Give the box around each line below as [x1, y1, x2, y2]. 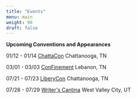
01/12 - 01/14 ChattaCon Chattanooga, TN [6, 52, 107, 59]
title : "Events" [6, 8, 46, 15]
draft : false [6, 25, 38, 31]
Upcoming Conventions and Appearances [6, 41, 111, 48]
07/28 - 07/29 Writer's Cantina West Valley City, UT [6, 86, 131, 94]
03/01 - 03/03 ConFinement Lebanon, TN [6, 64, 107, 71]
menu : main [6, 14, 33, 20]
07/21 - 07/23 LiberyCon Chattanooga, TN [6, 75, 109, 82]
